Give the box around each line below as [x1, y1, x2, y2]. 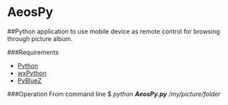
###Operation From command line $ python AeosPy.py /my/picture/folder [7, 90, 221, 98]
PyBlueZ [17, 76, 42, 84]
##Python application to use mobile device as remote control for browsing [7, 27, 220, 35]
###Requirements [7, 48, 59, 56]
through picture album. [7, 34, 73, 42]
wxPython [17, 69, 47, 77]
